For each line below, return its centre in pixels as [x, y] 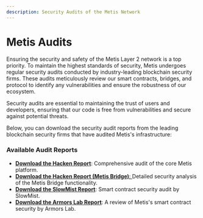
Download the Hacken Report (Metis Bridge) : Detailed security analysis [106, 176]
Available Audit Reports [42, 150]
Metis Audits [39, 42]
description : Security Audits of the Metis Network [73, 12]
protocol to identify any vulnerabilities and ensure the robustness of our [96, 85]
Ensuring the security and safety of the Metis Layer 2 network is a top [94, 59]
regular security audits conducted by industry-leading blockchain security [99, 72]
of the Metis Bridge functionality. [56, 183]
